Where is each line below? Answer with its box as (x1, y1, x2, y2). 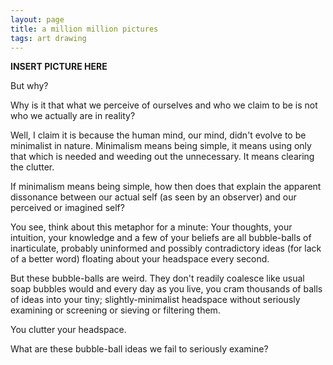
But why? (10, 80, 49, 92)
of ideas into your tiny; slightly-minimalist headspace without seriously (10, 294, 301, 306)
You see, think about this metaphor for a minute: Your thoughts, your (10, 221, 293, 233)
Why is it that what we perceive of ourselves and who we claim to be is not (10, 99, 318, 111)
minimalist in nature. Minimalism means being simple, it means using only (10, 140, 312, 152)
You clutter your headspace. (10, 324, 127, 336)
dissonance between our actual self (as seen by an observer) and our (10, 191, 297, 203)
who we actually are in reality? (10, 110, 136, 122)
